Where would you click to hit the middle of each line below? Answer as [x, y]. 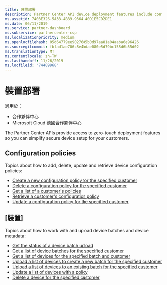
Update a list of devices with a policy [50, 272]
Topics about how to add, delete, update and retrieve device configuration [81, 165]
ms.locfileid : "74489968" [32, 65]
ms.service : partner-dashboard [38, 28]
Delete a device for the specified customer [56, 277]
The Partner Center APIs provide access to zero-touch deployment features [83, 133]
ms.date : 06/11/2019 [27, 24]
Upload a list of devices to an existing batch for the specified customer [85, 267]
